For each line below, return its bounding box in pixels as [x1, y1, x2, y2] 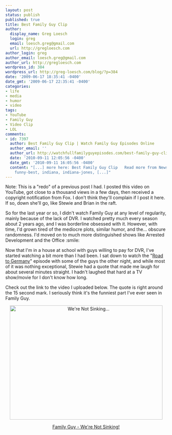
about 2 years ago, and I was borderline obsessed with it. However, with [5, 221, 158, 227]
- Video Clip [5, 122, 33, 127]
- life [5, 88, 19, 94]
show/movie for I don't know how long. [5, 274, 88, 281]
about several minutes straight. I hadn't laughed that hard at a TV [5, 269, 142, 275]
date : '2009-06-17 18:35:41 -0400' [5, 74, 81, 80]
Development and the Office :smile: [5, 237, 80, 244]
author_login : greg [5, 50, 47, 55]
